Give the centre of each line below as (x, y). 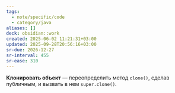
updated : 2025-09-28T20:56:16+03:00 (51, 45)
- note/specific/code (38, 17)
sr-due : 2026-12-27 (30, 50)
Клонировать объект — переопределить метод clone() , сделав (88, 78)
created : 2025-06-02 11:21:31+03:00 (51, 39)
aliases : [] (21, 28)
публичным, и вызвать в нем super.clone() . (61, 84)
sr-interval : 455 (28, 55)
